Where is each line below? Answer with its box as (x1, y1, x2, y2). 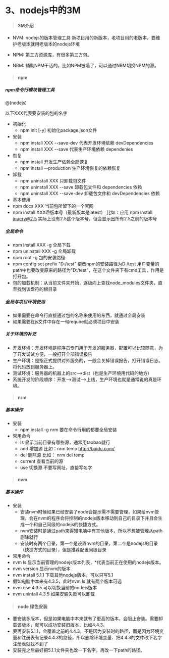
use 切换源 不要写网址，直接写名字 (20, 464, 92, 471)
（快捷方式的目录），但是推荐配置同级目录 (20, 546, 107, 552)
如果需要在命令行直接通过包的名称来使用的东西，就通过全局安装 (12, 312, 145, 318)
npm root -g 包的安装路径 (12, 254, 66, 260)
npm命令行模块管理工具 (5, 86, 55, 92)
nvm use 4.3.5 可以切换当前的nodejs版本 (12, 584, 97, 590)
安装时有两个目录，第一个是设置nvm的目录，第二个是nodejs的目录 (20, 540, 158, 546)
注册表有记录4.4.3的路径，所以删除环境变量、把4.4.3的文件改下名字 (21, 635, 162, 641)
